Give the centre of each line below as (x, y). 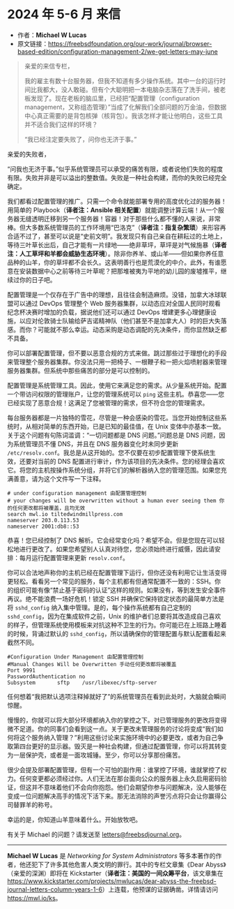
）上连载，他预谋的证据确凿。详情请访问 (160, 889)
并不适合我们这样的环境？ (61, 124)
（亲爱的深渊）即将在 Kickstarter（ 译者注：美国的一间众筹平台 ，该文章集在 (115, 873)
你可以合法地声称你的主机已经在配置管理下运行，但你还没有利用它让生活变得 (117, 572)
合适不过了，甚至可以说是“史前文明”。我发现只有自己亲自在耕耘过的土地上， (117, 236)
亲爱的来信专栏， (49, 66)
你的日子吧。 (38, 279)
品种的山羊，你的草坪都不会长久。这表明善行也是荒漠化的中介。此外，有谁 (114, 262)
